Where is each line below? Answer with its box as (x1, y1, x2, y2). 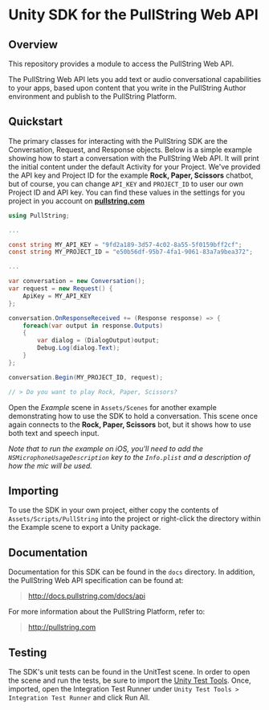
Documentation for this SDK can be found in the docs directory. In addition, (8, 567, 255, 577)
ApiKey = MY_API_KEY (22, 292, 92, 300)
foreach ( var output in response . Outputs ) (22, 322, 163, 330)
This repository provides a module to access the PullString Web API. (8, 59, 234, 68)
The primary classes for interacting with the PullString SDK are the (8, 136, 228, 146)
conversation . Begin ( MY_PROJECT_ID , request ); (8, 373, 163, 381)
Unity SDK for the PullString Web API (8, 6, 259, 24)
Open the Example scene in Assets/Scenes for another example (8, 402, 217, 412)
